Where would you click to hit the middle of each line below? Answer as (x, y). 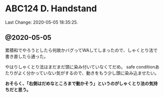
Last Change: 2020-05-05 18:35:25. (41, 22)
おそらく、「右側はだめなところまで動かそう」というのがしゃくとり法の (77, 83)
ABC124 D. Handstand (51, 9)
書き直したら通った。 (27, 56)
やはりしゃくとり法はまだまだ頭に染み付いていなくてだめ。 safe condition (80, 66)
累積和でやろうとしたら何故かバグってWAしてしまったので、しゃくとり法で (82, 50)
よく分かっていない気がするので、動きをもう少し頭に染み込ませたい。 (89, 73)
